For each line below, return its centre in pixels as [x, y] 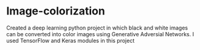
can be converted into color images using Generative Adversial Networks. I [100, 34]
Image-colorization [56, 11]
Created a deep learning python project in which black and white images [97, 28]
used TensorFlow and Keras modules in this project [71, 40]
